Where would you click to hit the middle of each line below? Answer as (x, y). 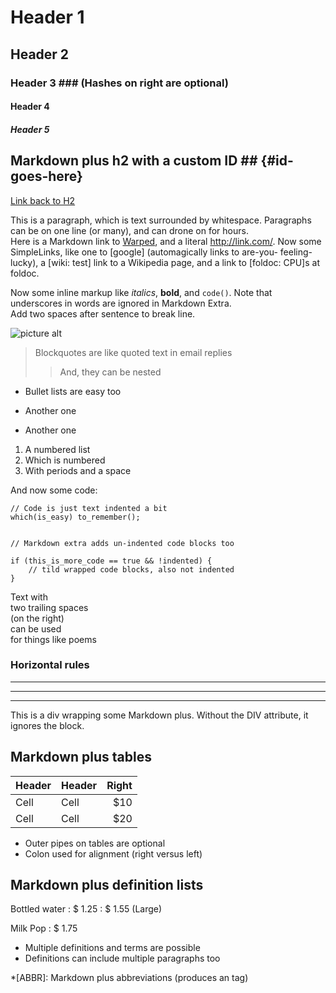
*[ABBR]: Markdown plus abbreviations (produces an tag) (129, 978)
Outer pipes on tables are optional (95, 843)
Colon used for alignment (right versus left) (113, 853)
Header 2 (40, 54)
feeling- (296, 252)
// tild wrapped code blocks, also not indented (131, 569)
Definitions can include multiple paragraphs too (122, 958)
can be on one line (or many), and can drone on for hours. (129, 230)
